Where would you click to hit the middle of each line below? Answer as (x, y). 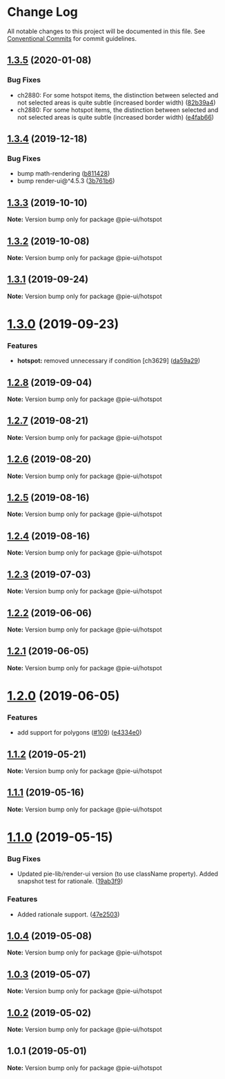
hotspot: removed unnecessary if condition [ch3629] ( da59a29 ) (109, 361)
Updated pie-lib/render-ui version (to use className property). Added (118, 874)
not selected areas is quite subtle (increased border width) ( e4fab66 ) (115, 117)
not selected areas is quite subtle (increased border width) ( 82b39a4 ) (116, 102)
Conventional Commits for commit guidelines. (72, 38)
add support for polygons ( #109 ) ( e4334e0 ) (79, 732)
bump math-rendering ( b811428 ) (63, 174)
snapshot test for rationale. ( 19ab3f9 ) (70, 881)
